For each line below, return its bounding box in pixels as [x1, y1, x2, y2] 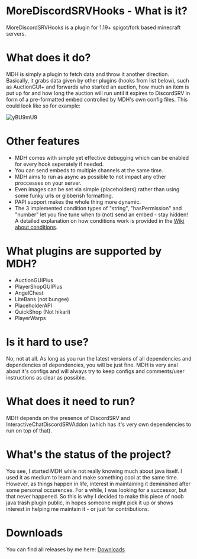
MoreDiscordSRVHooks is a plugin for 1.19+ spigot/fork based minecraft [6, 24, 181, 31]
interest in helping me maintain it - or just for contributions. [6, 505, 150, 512]
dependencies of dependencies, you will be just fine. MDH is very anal [6, 361, 179, 368]
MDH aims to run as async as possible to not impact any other [14, 173, 167, 180]
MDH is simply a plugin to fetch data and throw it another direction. [6, 70, 170, 78]
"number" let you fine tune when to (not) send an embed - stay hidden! [14, 211, 188, 218]
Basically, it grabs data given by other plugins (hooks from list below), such [6, 77, 189, 84]
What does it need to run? [6, 394, 135, 408]
